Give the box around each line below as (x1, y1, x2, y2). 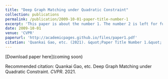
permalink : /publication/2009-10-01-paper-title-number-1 (5, 16, 128, 21)
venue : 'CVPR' (5, 30, 35, 35)
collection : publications (5, 12, 59, 17)
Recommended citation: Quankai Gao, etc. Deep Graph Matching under (5, 63, 152, 69)
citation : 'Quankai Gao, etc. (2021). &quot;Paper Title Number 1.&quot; (5, 40, 162, 45)
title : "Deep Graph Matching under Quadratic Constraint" (5, 7, 128, 12)
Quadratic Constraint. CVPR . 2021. (5, 68, 76, 74)
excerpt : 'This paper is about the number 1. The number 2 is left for (5, 21, 157, 26)
